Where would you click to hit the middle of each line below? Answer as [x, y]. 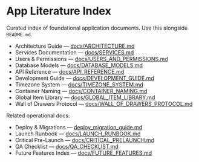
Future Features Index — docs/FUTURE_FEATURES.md [83, 153]
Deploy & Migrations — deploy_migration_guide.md [79, 127]
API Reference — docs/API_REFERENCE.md [70, 71]
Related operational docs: [38, 115]
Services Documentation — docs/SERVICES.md [74, 52]
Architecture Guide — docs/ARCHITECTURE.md [75, 46]
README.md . [19, 34]
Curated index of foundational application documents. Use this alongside [97, 28]
